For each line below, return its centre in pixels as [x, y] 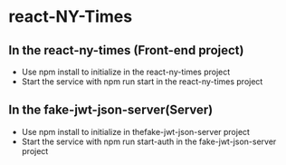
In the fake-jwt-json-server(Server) [111, 110]
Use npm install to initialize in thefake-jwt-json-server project [136, 131]
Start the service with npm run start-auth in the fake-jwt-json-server [149, 141]
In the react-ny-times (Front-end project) [126, 50]
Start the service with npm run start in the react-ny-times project [142, 82]
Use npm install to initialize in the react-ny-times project [126, 72]
